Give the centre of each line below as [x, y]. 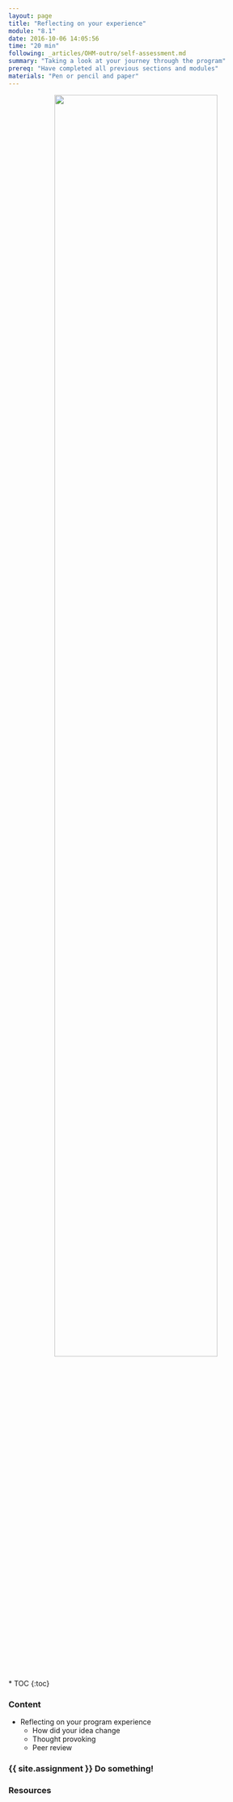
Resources [30, 1790]
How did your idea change [76, 1730]
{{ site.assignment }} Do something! [81, 1768]
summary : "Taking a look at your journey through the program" [117, 61]
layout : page [30, 16]
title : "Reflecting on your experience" [78, 23]
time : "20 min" [34, 46]
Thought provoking [64, 1739]
